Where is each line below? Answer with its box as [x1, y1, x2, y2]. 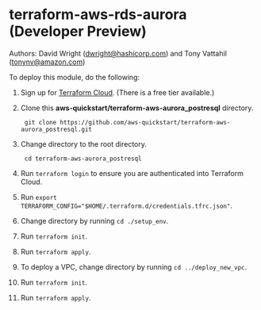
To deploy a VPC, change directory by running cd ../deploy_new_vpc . [20, 262, 248, 271]
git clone [24, 118, 57, 126]
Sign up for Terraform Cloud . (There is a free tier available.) [20, 87, 215, 97]
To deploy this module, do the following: [9, 72, 140, 82]
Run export [20, 192, 58, 201]
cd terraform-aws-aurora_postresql [24, 155, 142, 163]
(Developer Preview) [9, 22, 148, 40]
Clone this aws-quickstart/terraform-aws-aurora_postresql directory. [20, 103, 254, 113]
